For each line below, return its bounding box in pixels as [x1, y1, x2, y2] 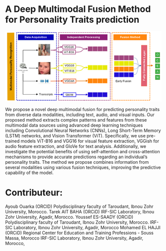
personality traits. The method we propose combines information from [5, 159, 149, 165]
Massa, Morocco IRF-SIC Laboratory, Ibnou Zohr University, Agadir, [5, 235, 144, 241]
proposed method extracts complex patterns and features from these [5, 117, 147, 123]
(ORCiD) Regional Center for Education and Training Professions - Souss [5, 230, 154, 236]
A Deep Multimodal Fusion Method [5, 3, 151, 15]
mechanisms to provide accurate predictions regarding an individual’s [5, 154, 148, 160]
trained [5, 138, 20, 144]
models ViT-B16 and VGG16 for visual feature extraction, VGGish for [20, 138, 160, 144]
